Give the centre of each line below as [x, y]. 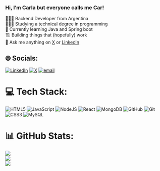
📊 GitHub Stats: [40, 136]
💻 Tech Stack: [36, 92]
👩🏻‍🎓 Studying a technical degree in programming [57, 24]
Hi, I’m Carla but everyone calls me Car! [55, 8]
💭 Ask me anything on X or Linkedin [42, 42]
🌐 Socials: [22, 58]
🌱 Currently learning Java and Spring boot [49, 29]
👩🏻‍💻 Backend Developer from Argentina [47, 19]
